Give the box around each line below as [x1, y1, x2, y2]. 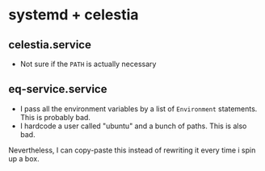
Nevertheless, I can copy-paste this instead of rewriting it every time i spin [8, 145, 256, 155]
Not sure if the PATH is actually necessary [19, 59, 157, 69]
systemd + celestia [8, 6, 139, 24]
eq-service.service [8, 82, 107, 96]
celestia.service [8, 38, 91, 52]
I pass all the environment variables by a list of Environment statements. [19, 103, 258, 114]
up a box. [8, 153, 40, 163]
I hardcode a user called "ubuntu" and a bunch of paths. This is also [19, 121, 247, 131]
